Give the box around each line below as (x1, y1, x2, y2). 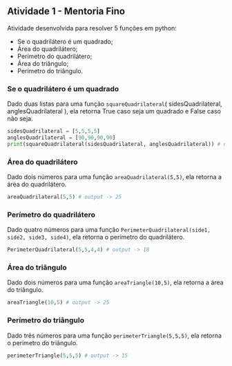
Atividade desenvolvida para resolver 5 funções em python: (7, 24, 177, 32)
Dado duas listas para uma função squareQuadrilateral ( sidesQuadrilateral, (7, 100, 222, 108)
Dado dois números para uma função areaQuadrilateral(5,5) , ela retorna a (7, 173, 222, 181)
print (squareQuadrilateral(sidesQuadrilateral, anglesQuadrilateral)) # (7, 140, 221, 147)
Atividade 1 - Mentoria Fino (7, 6, 126, 17)
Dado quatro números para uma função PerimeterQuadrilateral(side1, (7, 226, 211, 234)
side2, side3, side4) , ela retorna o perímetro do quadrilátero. (7, 233, 185, 241)
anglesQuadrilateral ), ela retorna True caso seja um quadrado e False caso (7, 107, 221, 116)
